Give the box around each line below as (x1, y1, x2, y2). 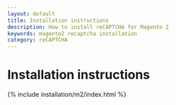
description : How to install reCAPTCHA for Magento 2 (7, 23, 170, 30)
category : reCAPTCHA (7, 37, 69, 44)
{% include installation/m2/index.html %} (7, 90, 127, 99)
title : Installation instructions (7, 17, 110, 24)
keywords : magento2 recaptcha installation (7, 30, 138, 37)
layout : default (7, 10, 55, 18)
